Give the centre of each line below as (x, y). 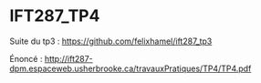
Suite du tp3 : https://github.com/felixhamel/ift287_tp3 (111, 41)
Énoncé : (26, 58)
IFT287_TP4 (55, 16)
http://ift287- (68, 58)
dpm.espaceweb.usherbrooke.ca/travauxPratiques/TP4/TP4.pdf (130, 68)
